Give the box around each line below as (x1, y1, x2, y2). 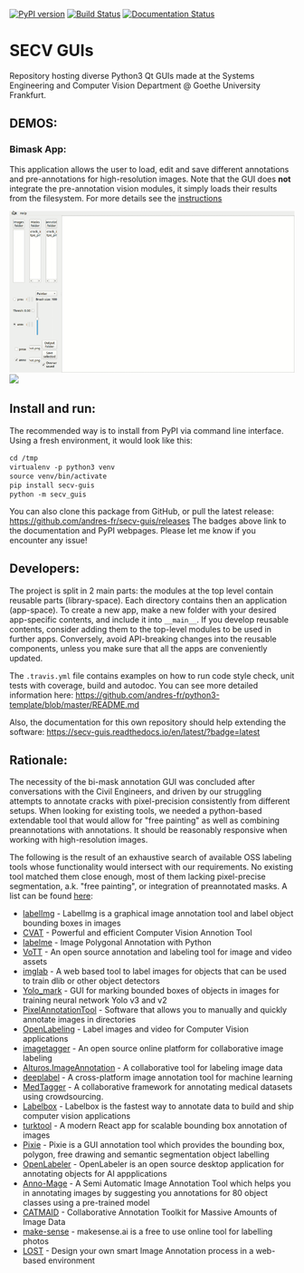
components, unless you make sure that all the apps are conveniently (9, 642, 268, 653)
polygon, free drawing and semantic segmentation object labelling (22, 1149, 270, 1160)
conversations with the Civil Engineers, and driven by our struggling (9, 786, 262, 798)
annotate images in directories (22, 1014, 137, 1025)
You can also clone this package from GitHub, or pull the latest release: (9, 505, 274, 516)
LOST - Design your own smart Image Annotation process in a (22, 1246, 254, 1257)
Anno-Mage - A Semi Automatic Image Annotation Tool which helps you (22, 1178, 291, 1189)
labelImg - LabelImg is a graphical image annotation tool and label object (22, 908, 294, 919)
